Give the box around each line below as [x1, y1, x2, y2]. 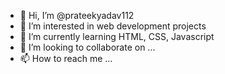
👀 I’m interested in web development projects [19, 20, 207, 32]
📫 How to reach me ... [19, 53, 113, 64]
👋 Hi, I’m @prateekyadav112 [19, 10, 135, 21]
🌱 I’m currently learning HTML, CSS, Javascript [19, 31, 215, 42]
